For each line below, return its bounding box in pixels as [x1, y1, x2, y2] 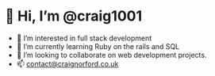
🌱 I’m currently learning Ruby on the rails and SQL [16, 41, 180, 51]
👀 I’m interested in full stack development [16, 33, 152, 43]
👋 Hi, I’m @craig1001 [5, 7, 142, 25]
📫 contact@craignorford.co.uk [16, 59, 119, 68]
